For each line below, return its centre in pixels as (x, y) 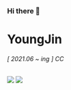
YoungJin (35, 40)
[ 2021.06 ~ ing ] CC (35, 58)
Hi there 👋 (24, 11)
